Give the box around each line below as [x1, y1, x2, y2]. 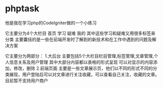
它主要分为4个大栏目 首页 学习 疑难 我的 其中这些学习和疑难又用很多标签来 [5, 30, 156, 36]
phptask [5, 3, 40, 14]
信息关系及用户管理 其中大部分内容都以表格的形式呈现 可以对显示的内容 [9, 59, 153, 65]
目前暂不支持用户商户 [5, 77, 48, 84]
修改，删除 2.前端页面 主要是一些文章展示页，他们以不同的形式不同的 [13, 65, 153, 71]
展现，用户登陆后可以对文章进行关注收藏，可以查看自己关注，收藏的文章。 [9, 71, 160, 77]
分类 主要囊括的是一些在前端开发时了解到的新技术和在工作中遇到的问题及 [5, 36, 152, 42]
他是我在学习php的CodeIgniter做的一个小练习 [5, 20, 97, 26]
